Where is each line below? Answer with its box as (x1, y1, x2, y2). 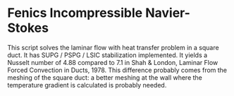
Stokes (7, 20, 49, 36)
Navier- (145, 5, 190, 21)
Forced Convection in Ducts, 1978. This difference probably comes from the (7, 66, 228, 74)
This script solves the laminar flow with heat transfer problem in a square (7, 43, 220, 52)
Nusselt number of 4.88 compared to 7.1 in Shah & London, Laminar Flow (7, 58, 218, 66)
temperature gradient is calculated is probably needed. (7, 80, 167, 89)
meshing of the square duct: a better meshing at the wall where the (7, 73, 203, 82)
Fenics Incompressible (7, 5, 143, 21)
